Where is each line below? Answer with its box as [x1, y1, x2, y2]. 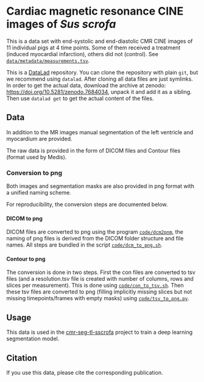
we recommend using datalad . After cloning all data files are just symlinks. [6, 75, 193, 82]
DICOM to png [6, 215, 43, 222]
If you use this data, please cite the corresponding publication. [6, 369, 163, 377]
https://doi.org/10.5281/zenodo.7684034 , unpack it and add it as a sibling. [6, 88, 192, 95]
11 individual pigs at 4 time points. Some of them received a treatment [6, 44, 181, 51]
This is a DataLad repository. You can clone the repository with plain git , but [6, 68, 199, 76]
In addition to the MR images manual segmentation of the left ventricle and [6, 128, 194, 135]
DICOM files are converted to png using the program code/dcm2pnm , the [6, 228, 184, 236]
